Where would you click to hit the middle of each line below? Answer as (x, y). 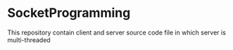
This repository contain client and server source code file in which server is (117, 32)
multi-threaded (29, 39)
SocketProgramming (69, 13)
